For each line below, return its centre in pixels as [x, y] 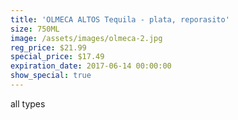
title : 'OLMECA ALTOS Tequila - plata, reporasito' [120, 19]
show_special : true [51, 76]
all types [28, 103]
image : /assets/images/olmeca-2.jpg [86, 38]
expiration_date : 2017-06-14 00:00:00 [91, 66]
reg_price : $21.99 [48, 47]
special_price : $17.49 [57, 57]
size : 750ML [35, 29]
